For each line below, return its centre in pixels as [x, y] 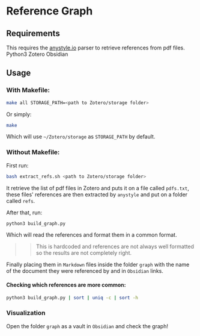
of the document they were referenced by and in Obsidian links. [85, 271]
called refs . [21, 201]
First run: [17, 165]
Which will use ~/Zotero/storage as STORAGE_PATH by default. [81, 137]
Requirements [33, 33]
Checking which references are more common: [66, 285]
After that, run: [24, 213]
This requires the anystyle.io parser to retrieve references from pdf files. [95, 48]
